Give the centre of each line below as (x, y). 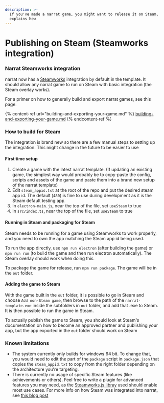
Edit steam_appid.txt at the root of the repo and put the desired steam (83, 190)
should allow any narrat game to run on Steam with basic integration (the (78, 84)
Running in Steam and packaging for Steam (50, 222)
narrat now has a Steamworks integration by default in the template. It (75, 79)
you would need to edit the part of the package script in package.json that (85, 359)
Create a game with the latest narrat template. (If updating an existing (82, 170)
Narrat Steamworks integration (43, 68)
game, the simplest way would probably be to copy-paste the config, (82, 175)
